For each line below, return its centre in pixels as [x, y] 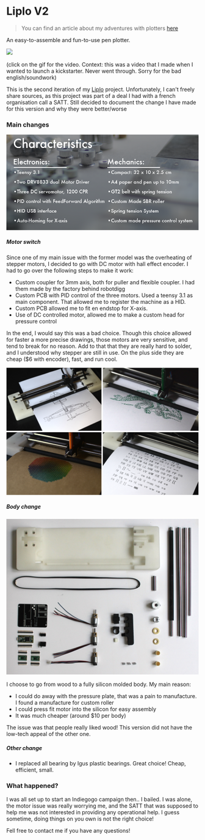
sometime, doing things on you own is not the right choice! [80, 819]
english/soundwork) [31, 77]
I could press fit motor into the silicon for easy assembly [86, 709]
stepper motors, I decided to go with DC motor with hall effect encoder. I [97, 263]
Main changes [28, 125]
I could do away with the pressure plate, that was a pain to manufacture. [106, 696]
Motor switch [23, 242]
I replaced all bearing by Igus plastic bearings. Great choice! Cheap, [100, 764]
